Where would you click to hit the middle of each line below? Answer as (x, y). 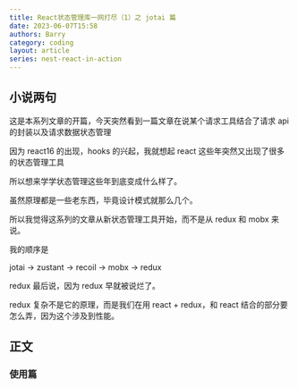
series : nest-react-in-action (66, 59)
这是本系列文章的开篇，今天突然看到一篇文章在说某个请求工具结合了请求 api (149, 121)
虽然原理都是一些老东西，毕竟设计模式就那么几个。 (103, 200)
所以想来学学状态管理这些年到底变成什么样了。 (95, 181)
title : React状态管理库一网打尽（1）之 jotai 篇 (93, 17)
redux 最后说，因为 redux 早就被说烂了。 (85, 285)
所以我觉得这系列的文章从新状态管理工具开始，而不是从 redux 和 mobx (140, 219)
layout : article (39, 51)
